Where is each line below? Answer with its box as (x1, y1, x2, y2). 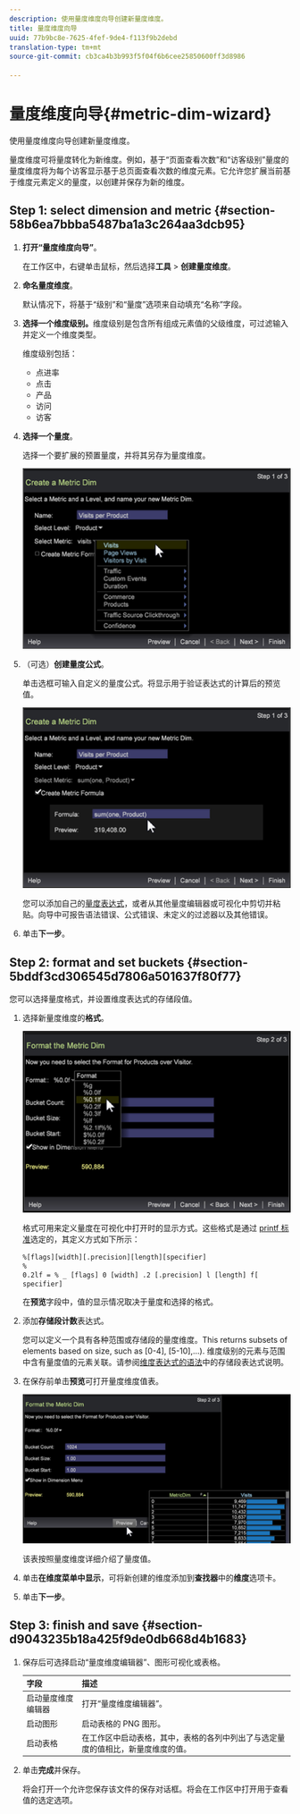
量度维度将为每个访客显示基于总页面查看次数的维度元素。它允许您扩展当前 (9, 165, 283, 176)
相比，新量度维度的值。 (104, 1743, 192, 1754)
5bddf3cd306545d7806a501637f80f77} (9, 968, 242, 983)
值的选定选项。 (21, 1795, 78, 1806)
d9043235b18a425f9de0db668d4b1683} (9, 1632, 247, 1647)
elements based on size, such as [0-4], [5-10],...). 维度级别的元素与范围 (21, 1346, 286, 1356)
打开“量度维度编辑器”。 (81, 1699, 168, 1709)
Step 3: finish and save (9, 1618, 140, 1633)
